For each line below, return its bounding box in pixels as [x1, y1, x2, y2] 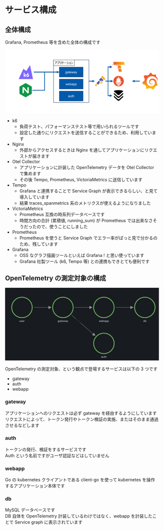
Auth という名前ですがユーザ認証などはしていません [5, 452, 110, 458]
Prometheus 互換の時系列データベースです [19, 211, 105, 217]
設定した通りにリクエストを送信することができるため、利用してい [19, 129, 152, 135]
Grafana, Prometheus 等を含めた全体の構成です [5, 40, 101, 45]
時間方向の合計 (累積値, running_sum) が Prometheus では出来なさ [19, 217, 153, 223]
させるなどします [5, 422, 40, 428]
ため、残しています [19, 241, 59, 247]
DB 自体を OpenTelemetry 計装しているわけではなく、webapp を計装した [5, 513, 153, 519]
